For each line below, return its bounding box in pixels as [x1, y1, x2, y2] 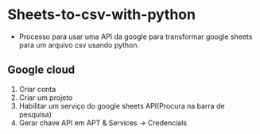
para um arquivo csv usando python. [18, 40, 140, 49]
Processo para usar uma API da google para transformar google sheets [18, 32, 253, 41]
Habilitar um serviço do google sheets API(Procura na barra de [18, 101, 225, 110]
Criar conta [18, 84, 56, 94]
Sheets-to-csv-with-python [7, 6, 196, 24]
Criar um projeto [18, 93, 73, 102]
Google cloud [7, 63, 76, 77]
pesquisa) [18, 109, 52, 119]
